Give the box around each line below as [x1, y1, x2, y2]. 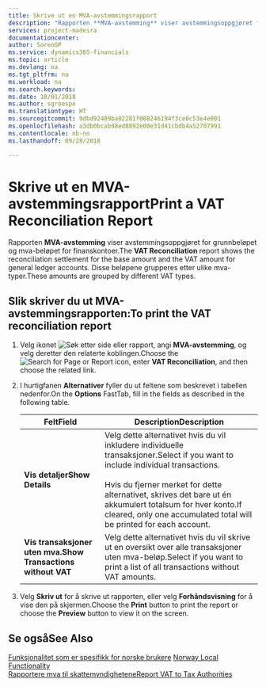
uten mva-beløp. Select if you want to [104, 552, 244, 563]
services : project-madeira [8, 26, 97, 34]
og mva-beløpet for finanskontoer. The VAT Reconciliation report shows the [8, 246, 255, 256]
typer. [8, 271, 28, 281]
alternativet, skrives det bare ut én [104, 489, 232, 500]
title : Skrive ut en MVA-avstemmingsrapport [8, 11, 158, 20]
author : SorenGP [8, 41, 62, 49]
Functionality [8, 661, 51, 670]
